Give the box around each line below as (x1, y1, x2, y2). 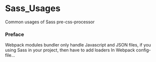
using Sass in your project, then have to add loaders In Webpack (5, 47, 135, 53)
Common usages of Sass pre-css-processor (5, 19, 95, 25)
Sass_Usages (5, 3, 61, 14)
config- (136, 47, 151, 53)
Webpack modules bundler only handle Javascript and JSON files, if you (5, 42, 151, 48)
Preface (5, 31, 24, 38)
